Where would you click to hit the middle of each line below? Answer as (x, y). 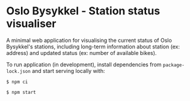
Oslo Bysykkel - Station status (83, 11)
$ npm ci (17, 82)
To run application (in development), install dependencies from (84, 65)
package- (174, 65)
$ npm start (21, 92)
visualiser (31, 24)
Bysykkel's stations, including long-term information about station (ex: (93, 47)
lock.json (19, 71)
